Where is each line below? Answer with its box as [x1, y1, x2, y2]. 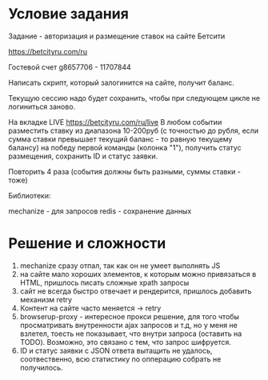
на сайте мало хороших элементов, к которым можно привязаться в [19, 269, 257, 278]
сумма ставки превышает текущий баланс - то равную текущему [8, 134, 233, 144]
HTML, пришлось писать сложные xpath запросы [19, 278, 190, 287]
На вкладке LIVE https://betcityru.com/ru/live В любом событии [8, 117, 222, 126]
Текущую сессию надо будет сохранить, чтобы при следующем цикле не [8, 93, 261, 102]
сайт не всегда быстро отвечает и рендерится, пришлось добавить [19, 286, 252, 296]
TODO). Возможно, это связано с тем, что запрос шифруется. [19, 337, 232, 346]
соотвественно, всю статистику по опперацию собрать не [19, 354, 222, 364]
